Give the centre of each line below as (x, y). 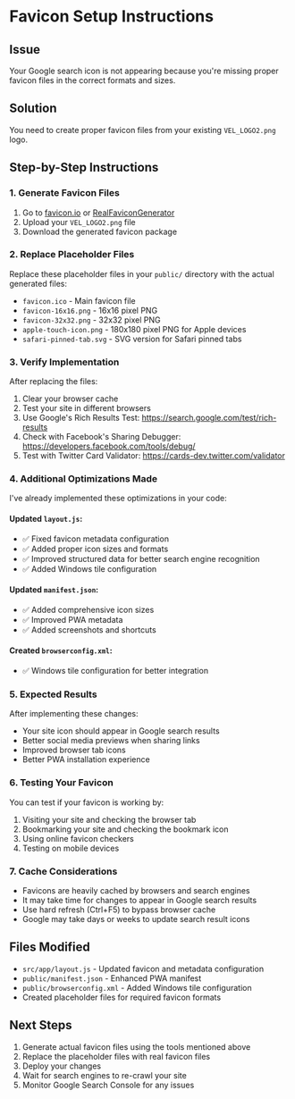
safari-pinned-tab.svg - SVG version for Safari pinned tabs (132, 339)
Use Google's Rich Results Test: (81, 418)
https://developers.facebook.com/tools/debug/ (109, 446)
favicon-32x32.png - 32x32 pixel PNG (91, 320)
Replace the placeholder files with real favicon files (116, 1056)
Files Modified (50, 948)
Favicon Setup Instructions (112, 17)
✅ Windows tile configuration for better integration (115, 671)
